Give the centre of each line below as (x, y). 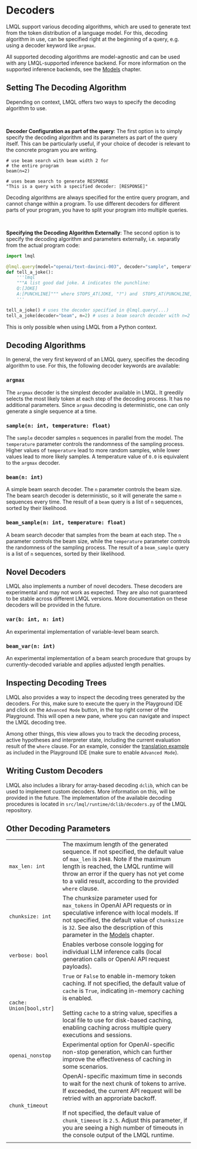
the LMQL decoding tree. (36, 722)
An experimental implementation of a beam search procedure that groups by (98, 658)
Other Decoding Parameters (58, 828)
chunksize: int (30, 917)
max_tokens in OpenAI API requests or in (117, 906)
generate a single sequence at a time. (52, 411)
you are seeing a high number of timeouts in (123, 1128)
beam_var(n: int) (31, 646)
